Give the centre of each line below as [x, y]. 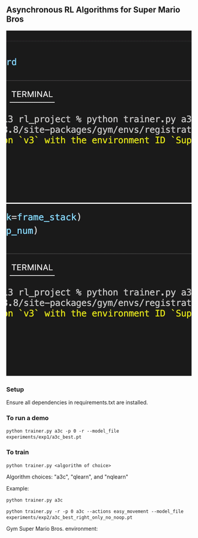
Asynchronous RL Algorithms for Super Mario [93, 10]
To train [18, 452]
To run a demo [28, 418]
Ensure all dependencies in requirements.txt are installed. [77, 403]
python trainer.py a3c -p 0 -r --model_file [63, 431]
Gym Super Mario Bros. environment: [52, 528]
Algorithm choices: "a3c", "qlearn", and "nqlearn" [67, 477]
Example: [18, 488]
